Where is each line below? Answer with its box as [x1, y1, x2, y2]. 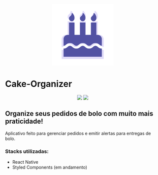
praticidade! [5, 117, 43, 126]
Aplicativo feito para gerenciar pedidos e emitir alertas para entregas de [5, 130, 151, 136]
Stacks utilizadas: [5, 148, 49, 155]
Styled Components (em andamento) [12, 164, 88, 171]
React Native [12, 159, 38, 165]
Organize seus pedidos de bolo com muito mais [5, 109, 154, 118]
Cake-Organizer [5, 78, 72, 90]
